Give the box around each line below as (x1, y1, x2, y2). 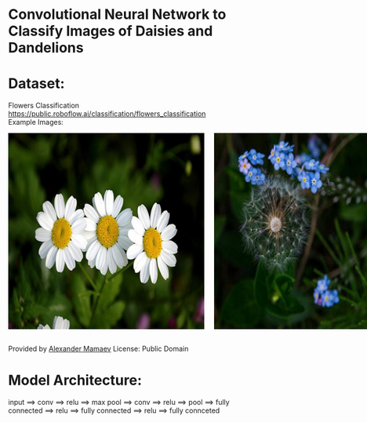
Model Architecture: (8, 371, 143, 389)
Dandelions (8, 39, 84, 57)
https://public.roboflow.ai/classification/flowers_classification (8, 109, 206, 119)
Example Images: (8, 118, 64, 127)
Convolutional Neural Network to (8, 5, 227, 24)
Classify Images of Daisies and (8, 22, 213, 40)
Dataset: (8, 75, 65, 93)
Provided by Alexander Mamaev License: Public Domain (8, 344, 189, 354)
